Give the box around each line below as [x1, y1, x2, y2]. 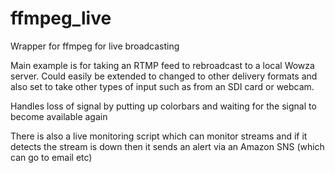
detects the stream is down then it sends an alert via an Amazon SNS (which [10, 140, 325, 152]
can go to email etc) [10, 151, 93, 163]
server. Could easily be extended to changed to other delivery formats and [10, 70, 318, 82]
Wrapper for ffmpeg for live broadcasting [10, 40, 180, 52]
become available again [10, 110, 108, 122]
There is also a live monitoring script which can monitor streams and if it [10, 130, 308, 142]
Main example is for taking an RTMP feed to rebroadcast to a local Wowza [10, 59, 315, 71]
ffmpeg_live [10, 7, 112, 30]
